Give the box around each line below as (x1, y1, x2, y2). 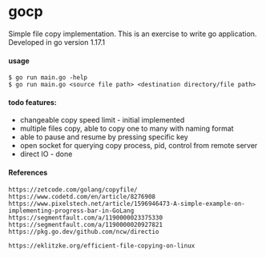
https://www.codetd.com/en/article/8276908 (8, 192, 156, 200)
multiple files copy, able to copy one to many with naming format (19, 123, 234, 134)
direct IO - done (19, 149, 73, 159)
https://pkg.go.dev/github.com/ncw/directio (8, 228, 159, 236)
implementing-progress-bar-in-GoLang (8, 207, 135, 215)
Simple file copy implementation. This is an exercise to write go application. (8, 29, 257, 38)
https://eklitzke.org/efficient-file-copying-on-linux (8, 241, 195, 250)
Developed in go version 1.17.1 (8, 37, 106, 46)
